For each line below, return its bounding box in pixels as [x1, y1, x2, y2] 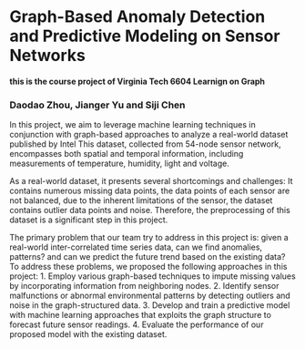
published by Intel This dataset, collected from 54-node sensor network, [9, 139, 281, 149]
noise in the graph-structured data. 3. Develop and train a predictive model [9, 300, 290, 311]
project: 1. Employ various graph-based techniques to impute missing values [9, 271, 296, 282]
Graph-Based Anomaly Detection [9, 6, 266, 27]
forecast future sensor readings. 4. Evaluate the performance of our [9, 319, 264, 330]
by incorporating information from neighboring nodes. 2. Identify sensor [9, 281, 280, 292]
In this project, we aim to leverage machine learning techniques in [9, 119, 257, 130]
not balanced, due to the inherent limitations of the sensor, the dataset [9, 195, 273, 206]
